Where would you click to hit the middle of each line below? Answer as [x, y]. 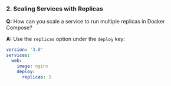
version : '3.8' [25, 50]
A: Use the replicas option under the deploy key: [66, 39]
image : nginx [33, 66]
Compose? [19, 27]
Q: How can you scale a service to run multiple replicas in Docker [85, 22]
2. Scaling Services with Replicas [55, 9]
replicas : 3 [36, 77]
